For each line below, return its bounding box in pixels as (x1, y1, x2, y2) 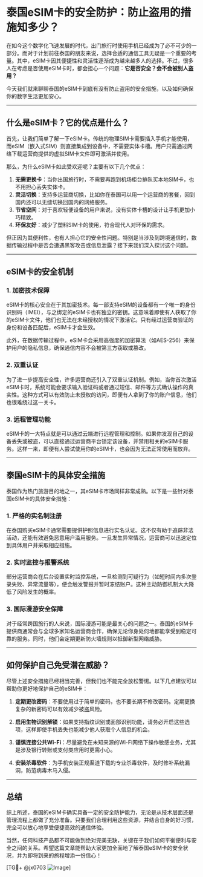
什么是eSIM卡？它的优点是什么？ (6, 117, 129, 128)
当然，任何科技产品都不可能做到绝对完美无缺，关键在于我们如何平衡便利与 (6, 836, 192, 844)
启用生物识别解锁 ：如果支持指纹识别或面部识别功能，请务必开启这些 (14, 718, 185, 725)
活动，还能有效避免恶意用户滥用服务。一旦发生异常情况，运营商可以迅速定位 (6, 534, 197, 542)
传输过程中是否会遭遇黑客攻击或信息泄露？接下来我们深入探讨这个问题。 (11, 241, 192, 249)
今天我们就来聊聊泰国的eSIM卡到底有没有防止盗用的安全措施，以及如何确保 (6, 85, 194, 92)
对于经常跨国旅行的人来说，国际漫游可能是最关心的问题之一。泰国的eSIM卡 (6, 620, 194, 627)
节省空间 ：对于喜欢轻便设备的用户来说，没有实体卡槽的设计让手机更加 (14, 206, 190, 213)
